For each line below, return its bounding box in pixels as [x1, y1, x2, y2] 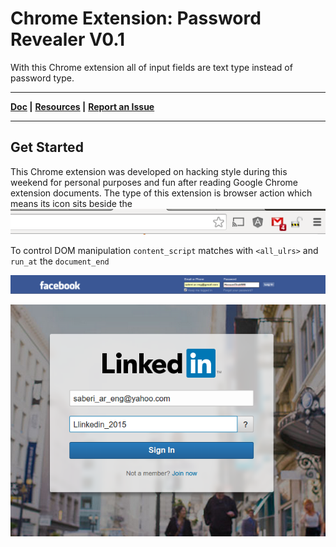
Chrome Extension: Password [10, 7, 262, 30]
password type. [10, 72, 75, 84]
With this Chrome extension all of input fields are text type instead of [10, 61, 293, 73]
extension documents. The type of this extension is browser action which [10, 187, 313, 199]
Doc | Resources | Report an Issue [10, 100, 155, 112]
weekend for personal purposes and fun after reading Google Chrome [10, 176, 298, 188]
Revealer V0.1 [10, 28, 126, 51]
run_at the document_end [10, 255, 110, 267]
